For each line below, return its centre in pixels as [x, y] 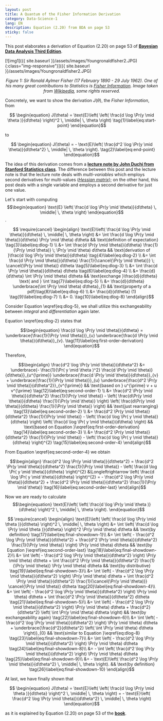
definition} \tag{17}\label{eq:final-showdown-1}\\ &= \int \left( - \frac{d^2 [82, 534]
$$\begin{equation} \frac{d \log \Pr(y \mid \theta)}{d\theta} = [82, 330]
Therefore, [16, 355]
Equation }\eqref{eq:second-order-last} [47, 550]
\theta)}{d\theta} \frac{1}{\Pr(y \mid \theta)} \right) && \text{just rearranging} [82, 406]
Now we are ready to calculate [36, 497]
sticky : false [19, 32]
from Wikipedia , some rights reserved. [82, 91]
